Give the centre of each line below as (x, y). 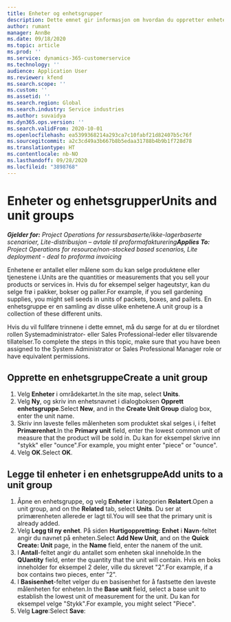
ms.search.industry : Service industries (66, 109)
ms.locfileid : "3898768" (43, 167)
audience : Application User (47, 71)
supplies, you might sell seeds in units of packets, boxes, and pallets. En (109, 299)
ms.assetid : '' (29, 97)
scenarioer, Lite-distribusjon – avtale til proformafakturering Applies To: (109, 242)
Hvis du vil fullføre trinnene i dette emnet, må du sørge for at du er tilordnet (113, 326)
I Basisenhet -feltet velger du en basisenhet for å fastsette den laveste (117, 582)
